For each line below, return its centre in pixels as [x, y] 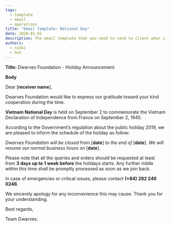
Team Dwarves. [22, 219]
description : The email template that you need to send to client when [83, 39]
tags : [11, 10]
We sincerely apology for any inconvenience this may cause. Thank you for [84, 193]
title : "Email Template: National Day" [48, 29]
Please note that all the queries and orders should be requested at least [80, 158]
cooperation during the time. [35, 102]
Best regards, [19, 209]
